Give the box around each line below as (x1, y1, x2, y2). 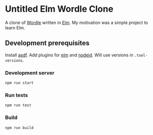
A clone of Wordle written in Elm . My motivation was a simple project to (5, 20, 149, 25)
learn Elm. (5, 24, 25, 30)
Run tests (5, 91, 28, 98)
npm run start (5, 81, 34, 86)
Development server (5, 69, 55, 76)
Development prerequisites (5, 39, 90, 47)
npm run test (5, 103, 32, 108)
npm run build (5, 125, 34, 130)
